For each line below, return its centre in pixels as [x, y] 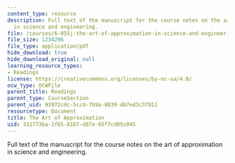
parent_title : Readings [42, 92]
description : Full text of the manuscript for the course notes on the [114, 20]
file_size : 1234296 [36, 40]
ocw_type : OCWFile [34, 85]
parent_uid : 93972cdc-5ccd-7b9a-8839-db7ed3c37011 [83, 105]
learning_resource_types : [45, 66]
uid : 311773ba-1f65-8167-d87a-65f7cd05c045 [72, 124]
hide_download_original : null [51, 59]
